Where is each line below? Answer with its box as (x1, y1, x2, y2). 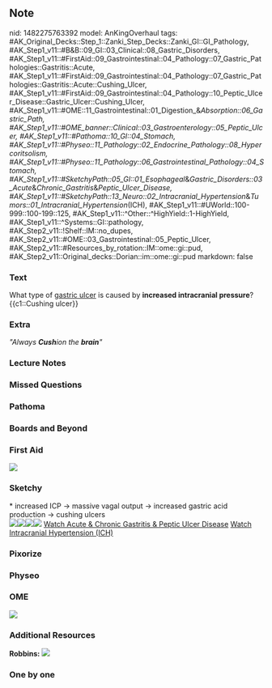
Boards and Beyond (9, 423, 88, 434)
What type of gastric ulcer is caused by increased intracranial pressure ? (9, 291, 254, 300)
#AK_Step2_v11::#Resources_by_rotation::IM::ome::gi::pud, (9, 243, 203, 253)
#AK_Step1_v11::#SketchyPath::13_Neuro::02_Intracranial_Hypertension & (9, 191, 251, 201)
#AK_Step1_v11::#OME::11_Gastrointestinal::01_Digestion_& (9, 105, 202, 115)
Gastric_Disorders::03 (189, 174, 263, 184)
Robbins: (9, 649, 40, 659)
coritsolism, (9, 148, 48, 158)
